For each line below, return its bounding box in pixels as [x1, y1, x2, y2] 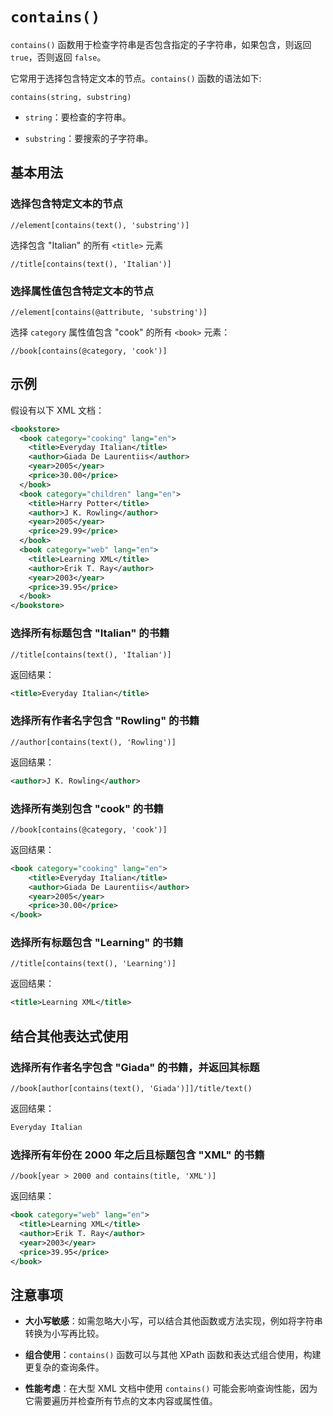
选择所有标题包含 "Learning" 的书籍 [10, 936, 184, 950]
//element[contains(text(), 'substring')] [10, 220, 190, 230]
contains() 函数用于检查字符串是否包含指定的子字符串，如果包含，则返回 [10, 38, 312, 50]
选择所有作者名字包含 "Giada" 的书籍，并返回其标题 [10, 1060, 260, 1074]
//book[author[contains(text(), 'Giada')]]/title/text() [10, 1083, 253, 1093]
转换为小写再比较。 [24, 1328, 105, 1340]
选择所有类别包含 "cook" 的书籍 [10, 801, 164, 815]
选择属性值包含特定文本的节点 [10, 284, 155, 298]
